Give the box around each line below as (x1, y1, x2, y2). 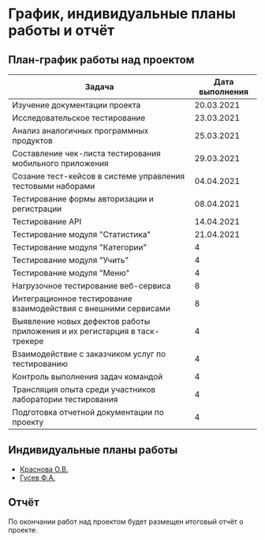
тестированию (12, 359, 69, 369)
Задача (84, 81, 114, 92)
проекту (12, 416, 44, 427)
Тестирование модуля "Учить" (12, 254, 129, 265)
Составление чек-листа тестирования (12, 148, 162, 159)
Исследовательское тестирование (12, 112, 146, 123)
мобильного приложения (12, 158, 109, 168)
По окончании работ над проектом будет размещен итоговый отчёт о (8, 517, 244, 526)
